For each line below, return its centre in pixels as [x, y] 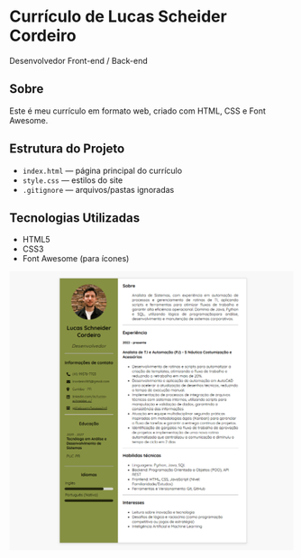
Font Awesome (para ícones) [76, 259]
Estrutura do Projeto [67, 149]
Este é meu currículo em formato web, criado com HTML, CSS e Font [137, 111]
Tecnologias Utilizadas [75, 218]
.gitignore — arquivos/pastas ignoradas [98, 189]
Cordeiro [43, 36]
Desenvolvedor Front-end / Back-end [79, 60]
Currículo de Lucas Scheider [118, 17]
